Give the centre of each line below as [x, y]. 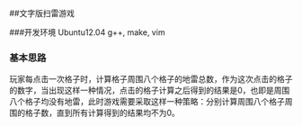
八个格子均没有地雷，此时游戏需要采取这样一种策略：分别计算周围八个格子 [147, 102]
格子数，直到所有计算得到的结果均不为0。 [102, 113]
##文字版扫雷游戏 [42, 13]
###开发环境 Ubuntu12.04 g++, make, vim [87, 32]
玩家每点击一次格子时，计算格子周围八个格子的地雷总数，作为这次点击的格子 [151, 79]
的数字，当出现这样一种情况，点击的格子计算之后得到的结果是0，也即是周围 [150, 90]
